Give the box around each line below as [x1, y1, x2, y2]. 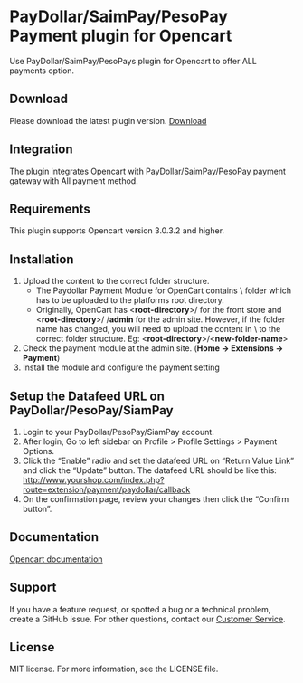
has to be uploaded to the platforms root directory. [35, 295, 224, 306]
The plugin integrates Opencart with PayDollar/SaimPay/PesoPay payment [9, 166, 287, 176]
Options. [22, 446, 55, 456]
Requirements [9, 201, 90, 216]
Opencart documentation [9, 554, 103, 564]
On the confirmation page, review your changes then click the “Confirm [22, 494, 289, 504]
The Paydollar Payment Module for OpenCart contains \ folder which [35, 285, 292, 296]
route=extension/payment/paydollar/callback [22, 484, 191, 495]
